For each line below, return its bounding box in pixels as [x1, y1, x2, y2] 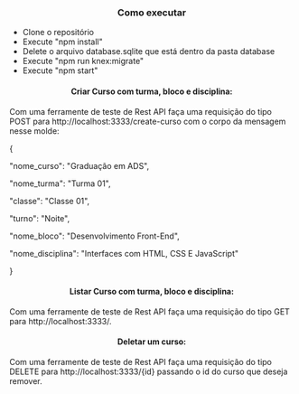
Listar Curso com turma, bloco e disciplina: [69, 286, 235, 297]
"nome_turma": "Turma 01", [9, 178, 111, 189]
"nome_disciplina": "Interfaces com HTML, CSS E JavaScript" [9, 248, 239, 258]
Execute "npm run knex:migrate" [22, 56, 145, 67]
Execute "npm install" [22, 36, 103, 47]
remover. [9, 375, 42, 386]
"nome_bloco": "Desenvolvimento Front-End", [9, 230, 181, 241]
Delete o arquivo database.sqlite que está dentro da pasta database [22, 46, 276, 57]
